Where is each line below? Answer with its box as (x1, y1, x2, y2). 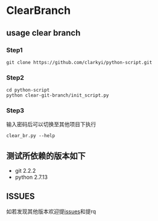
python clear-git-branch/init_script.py (6, 92, 110, 98)
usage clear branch (6, 28, 81, 38)
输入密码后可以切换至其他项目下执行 (6, 121, 96, 128)
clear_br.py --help (6, 133, 55, 139)
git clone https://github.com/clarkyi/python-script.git (6, 59, 153, 65)
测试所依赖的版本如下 (6, 150, 86, 161)
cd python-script (6, 87, 50, 94)
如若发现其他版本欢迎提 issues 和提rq (6, 208, 96, 215)
